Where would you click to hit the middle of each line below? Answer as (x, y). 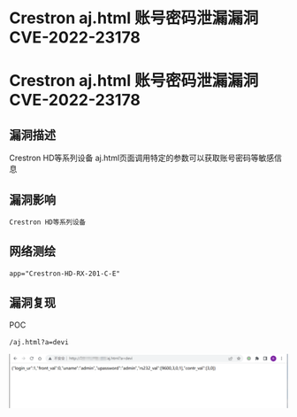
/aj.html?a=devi (39, 342)
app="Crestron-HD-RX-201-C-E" (65, 274)
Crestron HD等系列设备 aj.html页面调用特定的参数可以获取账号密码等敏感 (142, 158)
